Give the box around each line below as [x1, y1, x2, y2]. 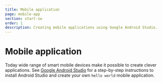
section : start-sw [5, 16, 42, 21]
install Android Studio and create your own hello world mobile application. [5, 72, 155, 78]
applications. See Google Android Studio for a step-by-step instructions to [5, 67, 154, 73]
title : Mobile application [5, 7, 60, 12]
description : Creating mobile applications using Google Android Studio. [5, 25, 158, 30]
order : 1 [5, 20, 23, 26]
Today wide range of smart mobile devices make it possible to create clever [5, 62, 157, 68]
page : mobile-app [5, 12, 40, 17]
